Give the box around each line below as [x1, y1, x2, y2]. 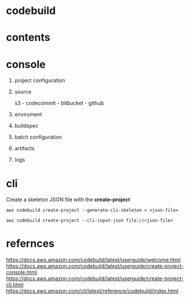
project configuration [14, 77, 65, 84]
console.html [6, 269, 37, 276]
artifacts [14, 145, 35, 152]
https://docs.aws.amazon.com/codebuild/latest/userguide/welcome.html [6, 256, 181, 264]
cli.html [6, 281, 24, 288]
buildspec [14, 122, 39, 129]
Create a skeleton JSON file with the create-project [6, 196, 131, 203]
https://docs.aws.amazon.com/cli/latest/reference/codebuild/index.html [6, 288, 179, 295]
